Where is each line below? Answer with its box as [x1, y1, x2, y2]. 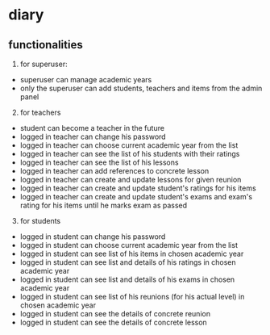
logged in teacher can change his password [19, 132, 167, 141]
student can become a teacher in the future [19, 124, 165, 132]
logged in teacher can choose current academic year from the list [19, 140, 239, 150]
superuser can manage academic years [19, 75, 152, 84]
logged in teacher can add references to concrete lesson [19, 166, 210, 175]
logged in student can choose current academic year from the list [19, 241, 238, 249]
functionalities [8, 38, 83, 52]
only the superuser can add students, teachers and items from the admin [19, 83, 263, 93]
